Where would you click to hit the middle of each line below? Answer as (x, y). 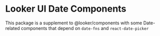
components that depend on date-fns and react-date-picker (85, 28)
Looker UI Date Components (66, 9)
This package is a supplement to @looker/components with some (74, 23)
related (13, 28)
